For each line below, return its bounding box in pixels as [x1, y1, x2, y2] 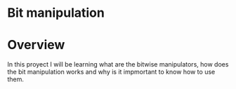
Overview [7, 37, 65, 53]
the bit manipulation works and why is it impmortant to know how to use [7, 68, 216, 76]
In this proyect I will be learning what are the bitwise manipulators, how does [7, 60, 229, 69]
